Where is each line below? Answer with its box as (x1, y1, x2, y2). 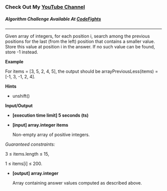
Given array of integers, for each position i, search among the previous (5, 33, 150, 39)
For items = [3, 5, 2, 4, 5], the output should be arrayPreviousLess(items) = (5, 68, 158, 74)
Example (5, 58, 24, 64)
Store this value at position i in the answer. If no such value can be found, (5, 43, 155, 49)
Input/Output (5, 102, 33, 108)
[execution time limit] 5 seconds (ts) (12, 112, 89, 118)
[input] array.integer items (12, 122, 69, 128)
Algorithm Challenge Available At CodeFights (5, 16, 101, 22)
